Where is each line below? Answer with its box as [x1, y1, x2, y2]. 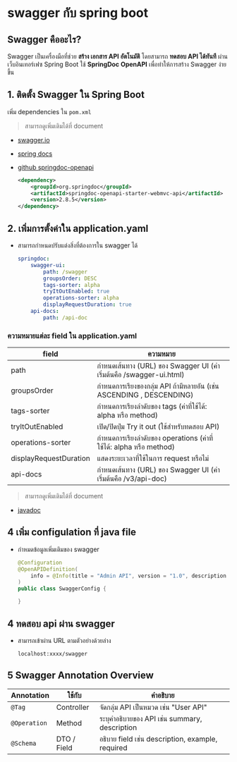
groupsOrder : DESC [43, 275, 97, 282]
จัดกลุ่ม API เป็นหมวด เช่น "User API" [99, 702, 207, 712]
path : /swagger [43, 268, 88, 276]
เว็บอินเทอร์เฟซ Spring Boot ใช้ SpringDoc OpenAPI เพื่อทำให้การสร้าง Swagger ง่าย [7, 60, 227, 68]
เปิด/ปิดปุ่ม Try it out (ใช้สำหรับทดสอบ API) [97, 422, 220, 431]
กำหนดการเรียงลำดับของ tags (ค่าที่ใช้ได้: [97, 402, 207, 412]
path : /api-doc [43, 314, 88, 321]
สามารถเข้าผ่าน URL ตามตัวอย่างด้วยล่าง [17, 636, 111, 644]
